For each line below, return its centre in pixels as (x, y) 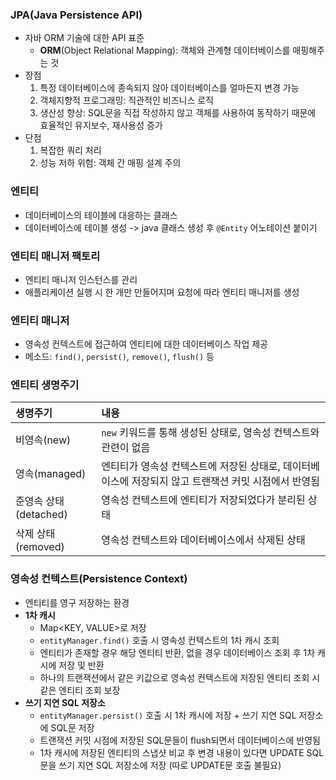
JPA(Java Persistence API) (76, 15)
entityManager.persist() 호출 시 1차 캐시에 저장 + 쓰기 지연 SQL (168, 715)
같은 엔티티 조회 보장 (80, 690)
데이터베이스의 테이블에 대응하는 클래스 (101, 215)
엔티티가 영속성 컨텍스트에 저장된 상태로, (191, 466)
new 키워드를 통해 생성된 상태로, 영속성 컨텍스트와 (210, 433)
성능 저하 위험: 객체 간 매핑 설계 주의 (110, 163)
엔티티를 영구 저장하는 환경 (77, 602)
